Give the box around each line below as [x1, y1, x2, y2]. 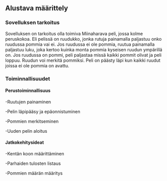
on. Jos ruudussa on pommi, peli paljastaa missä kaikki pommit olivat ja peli [5, 52, 162, 58]
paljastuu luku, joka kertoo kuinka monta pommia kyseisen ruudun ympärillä [5, 46, 162, 52]
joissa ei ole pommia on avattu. [5, 62, 69, 68]
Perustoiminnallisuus [5, 87, 51, 94]
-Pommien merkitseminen [5, 118, 59, 124]
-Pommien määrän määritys [5, 170, 63, 176]
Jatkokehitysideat [5, 139, 44, 145]
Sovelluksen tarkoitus [5, 19, 60, 26]
